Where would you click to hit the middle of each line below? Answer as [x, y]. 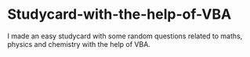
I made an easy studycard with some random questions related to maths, [125, 36]
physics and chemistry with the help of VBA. [79, 44]
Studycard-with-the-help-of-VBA [120, 14]
